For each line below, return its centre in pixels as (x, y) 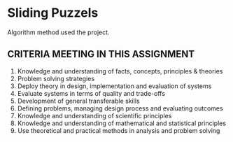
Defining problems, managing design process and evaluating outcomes (120, 108)
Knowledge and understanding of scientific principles (94, 115)
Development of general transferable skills (78, 101)
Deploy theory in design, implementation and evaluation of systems (114, 86)
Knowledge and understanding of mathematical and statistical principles (121, 123)
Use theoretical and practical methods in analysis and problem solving (119, 130)
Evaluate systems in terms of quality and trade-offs (91, 93)
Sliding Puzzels (53, 13)
